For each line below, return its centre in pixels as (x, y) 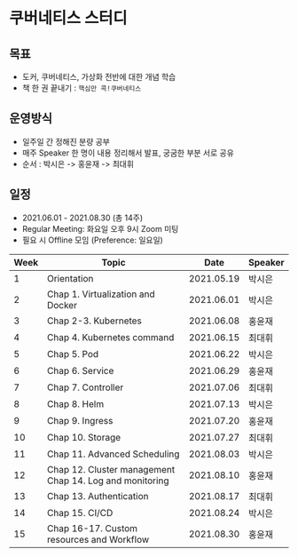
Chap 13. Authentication (98, 496)
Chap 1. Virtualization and (101, 294)
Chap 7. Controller (86, 387)
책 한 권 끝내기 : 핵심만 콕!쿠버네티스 (82, 88)
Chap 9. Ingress (80, 420)
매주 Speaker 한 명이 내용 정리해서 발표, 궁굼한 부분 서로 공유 (128, 153)
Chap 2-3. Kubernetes (94, 321)
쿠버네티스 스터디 (68, 18)
